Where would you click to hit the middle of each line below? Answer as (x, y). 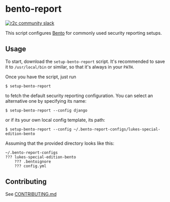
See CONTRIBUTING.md (31, 194)
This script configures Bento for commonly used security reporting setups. (83, 33)
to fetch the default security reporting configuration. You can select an (79, 96)
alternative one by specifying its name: (46, 101)
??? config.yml (31, 166)
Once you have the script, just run (41, 77)
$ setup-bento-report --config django (46, 110)
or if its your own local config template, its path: (55, 120)
